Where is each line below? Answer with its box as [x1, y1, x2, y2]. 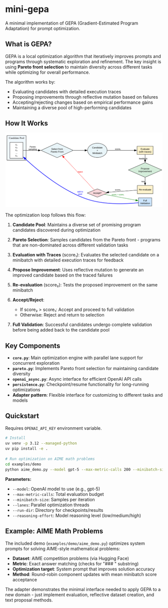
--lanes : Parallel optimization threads [12, 502, 89, 508]
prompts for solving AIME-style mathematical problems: [5, 545, 120, 551]
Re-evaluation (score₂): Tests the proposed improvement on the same [12, 282, 158, 288]
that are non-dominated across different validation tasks [12, 242, 128, 248]
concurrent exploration [12, 360, 60, 366]
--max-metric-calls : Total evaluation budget [12, 491, 104, 497]
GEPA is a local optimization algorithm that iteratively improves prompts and [5, 53, 161, 59]
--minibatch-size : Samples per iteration [12, 497, 95, 503]
